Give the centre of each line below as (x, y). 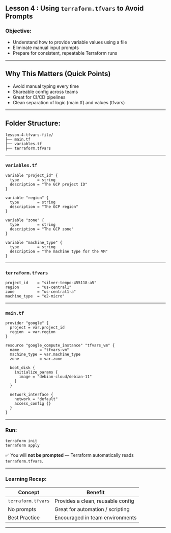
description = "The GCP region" (44, 206)
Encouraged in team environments (95, 517)
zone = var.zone (36, 359)
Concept (29, 492)
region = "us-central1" (38, 287)
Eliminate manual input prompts (46, 48)
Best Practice (24, 517)
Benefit (95, 492)
